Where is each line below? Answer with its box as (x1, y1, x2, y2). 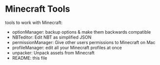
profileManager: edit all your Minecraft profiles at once (12, 44, 122, 50)
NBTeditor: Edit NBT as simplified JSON (12, 34, 92, 40)
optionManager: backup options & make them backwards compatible (12, 29, 151, 35)
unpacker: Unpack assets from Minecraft (12, 50, 95, 56)
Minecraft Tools (5, 3, 70, 15)
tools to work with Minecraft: (5, 20, 62, 25)
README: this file (12, 55, 47, 61)
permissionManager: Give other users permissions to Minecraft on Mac (12, 39, 156, 45)
